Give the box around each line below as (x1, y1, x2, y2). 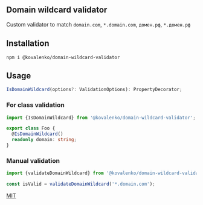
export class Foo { (6, 125, 56, 131)
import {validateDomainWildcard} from (6, 170, 104, 177)
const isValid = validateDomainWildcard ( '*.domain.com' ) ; (6, 181, 155, 188)
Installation (6, 39, 50, 49)
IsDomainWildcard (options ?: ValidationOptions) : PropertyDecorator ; (6, 87, 182, 93)
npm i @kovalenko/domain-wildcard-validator (6, 54, 120, 60)
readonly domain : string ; (11, 137, 77, 143)
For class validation (6, 101, 65, 109)
